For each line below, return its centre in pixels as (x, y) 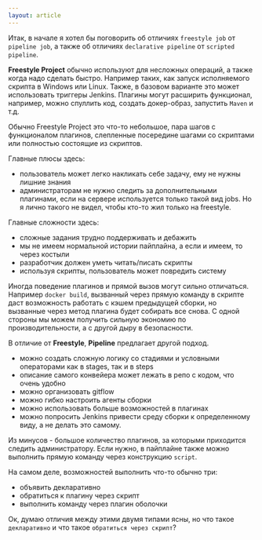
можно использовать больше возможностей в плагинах (114, 408)
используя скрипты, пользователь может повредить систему (123, 271)
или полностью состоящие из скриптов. (75, 143)
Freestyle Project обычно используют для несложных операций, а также (131, 69)
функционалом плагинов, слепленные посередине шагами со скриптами (131, 135)
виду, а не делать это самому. (70, 425)
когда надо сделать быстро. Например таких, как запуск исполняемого (129, 78)
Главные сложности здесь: (54, 222)
